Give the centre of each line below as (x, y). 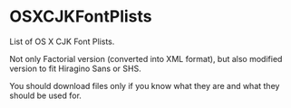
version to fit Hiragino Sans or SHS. (76, 68)
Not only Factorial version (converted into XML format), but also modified (146, 58)
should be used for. (45, 95)
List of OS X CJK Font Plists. (62, 41)
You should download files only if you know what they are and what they (145, 85)
